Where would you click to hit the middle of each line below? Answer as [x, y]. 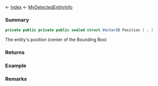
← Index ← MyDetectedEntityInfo [39, 7]
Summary [17, 20]
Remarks [16, 79]
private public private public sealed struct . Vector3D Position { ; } [79, 30]
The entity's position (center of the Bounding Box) [56, 40]
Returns [15, 52]
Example [16, 66]
